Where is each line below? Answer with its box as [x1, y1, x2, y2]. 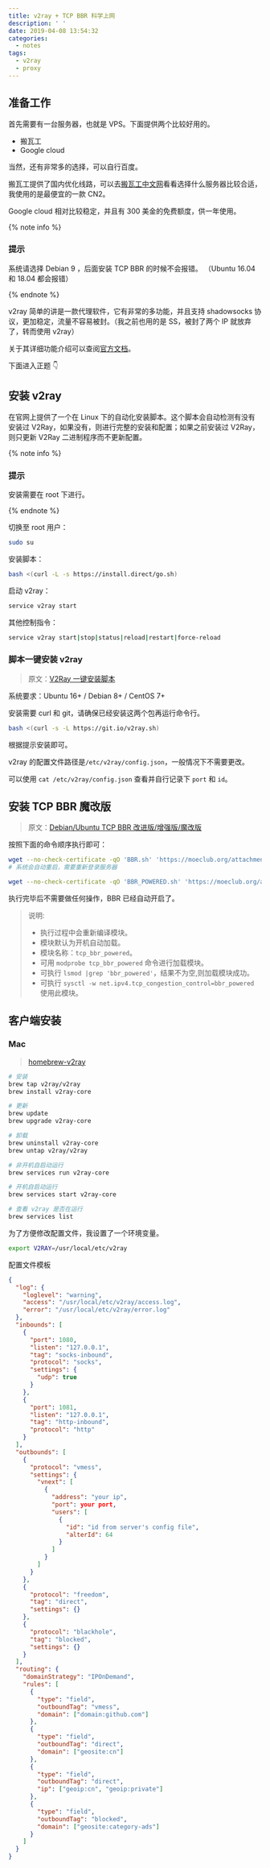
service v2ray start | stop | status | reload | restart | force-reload [8, 633, 221, 641]
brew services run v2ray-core [8, 1169, 110, 1177]
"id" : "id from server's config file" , [65, 1523, 199, 1531]
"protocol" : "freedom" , [29, 1590, 110, 1599]
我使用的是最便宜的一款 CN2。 [8, 188, 110, 198]
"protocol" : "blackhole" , [29, 1628, 117, 1636]
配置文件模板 [8, 1260, 51, 1269]
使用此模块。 [39, 988, 83, 998]
